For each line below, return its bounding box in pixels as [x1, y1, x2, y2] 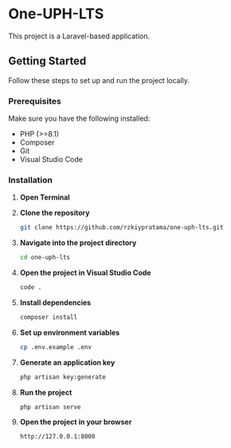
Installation [8, 174, 53, 185]
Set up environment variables [19, 327, 120, 337]
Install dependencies [19, 297, 92, 307]
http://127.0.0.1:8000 [19, 433, 96, 441]
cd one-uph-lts [19, 253, 71, 262]
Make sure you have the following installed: [8, 113, 151, 124]
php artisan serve [19, 402, 81, 411]
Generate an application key [19, 357, 115, 367]
